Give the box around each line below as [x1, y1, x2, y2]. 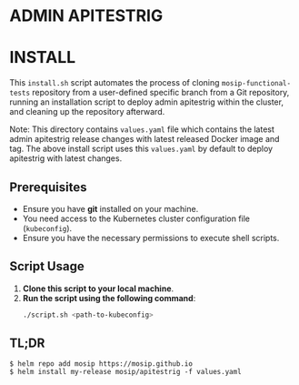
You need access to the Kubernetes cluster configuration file [22, 213, 251, 224]
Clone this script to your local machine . [22, 283, 174, 294]
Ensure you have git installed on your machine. [22, 203, 199, 214]
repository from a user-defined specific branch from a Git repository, [31, 87, 290, 98]
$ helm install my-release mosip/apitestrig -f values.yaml [9, 368, 243, 377]
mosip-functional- [221, 79, 292, 88]
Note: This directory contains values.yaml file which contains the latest [9, 124, 275, 135]
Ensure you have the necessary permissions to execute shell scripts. [22, 232, 280, 243]
